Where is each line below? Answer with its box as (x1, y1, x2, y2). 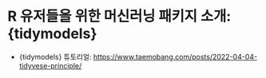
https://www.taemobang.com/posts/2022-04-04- (93, 52, 257, 61)
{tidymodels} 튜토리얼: (18, 52, 92, 61)
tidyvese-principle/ (18, 60, 82, 70)
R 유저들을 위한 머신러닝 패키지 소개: (7, 7, 232, 25)
